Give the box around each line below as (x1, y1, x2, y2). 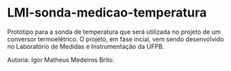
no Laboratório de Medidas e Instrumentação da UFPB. (7, 42, 165, 50)
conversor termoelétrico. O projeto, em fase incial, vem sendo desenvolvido (7, 34, 224, 43)
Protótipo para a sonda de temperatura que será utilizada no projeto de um (7, 28, 221, 36)
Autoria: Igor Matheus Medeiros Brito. (7, 55, 115, 63)
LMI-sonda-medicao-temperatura (7, 5, 207, 21)
